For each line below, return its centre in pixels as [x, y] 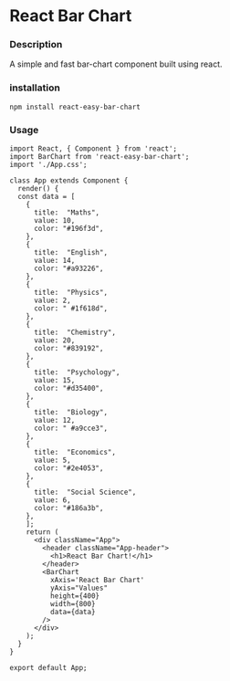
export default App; [49, 668]
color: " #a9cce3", [70, 429]
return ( [42, 532]
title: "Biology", [70, 413]
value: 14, [54, 261]
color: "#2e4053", [68, 468]
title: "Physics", [70, 293]
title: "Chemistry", [75, 333]
